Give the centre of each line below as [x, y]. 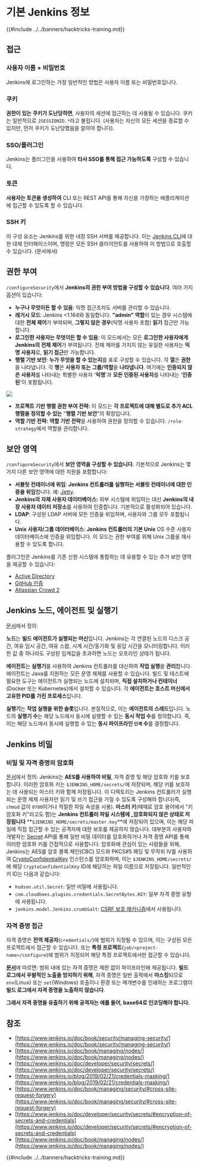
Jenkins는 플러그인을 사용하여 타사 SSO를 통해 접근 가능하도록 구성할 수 [90, 159]
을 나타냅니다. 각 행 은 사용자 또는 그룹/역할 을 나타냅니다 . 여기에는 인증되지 [100, 367]
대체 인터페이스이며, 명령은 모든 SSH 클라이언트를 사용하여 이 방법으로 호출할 [102, 244]
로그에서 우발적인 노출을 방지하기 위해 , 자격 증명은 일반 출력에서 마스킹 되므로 [95, 975]
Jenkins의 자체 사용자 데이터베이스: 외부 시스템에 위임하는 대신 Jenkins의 [101, 500]
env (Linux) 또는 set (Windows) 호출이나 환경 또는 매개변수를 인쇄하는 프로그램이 [99, 983]
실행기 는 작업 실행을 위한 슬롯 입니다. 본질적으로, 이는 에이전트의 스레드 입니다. [96, 709]
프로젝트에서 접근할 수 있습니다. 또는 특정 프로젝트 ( [65, 947]
